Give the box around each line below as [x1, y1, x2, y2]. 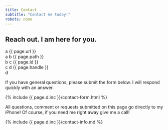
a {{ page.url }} [5, 48, 37, 54]
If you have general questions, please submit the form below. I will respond [5, 79, 160, 85]
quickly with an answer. [5, 84, 54, 90]
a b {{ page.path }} [5, 53, 44, 60]
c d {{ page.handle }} [5, 64, 49, 70]
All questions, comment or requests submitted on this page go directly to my [5, 104, 163, 110]
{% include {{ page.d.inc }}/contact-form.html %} [5, 94, 108, 100]
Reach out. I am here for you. [5, 35, 97, 43]
